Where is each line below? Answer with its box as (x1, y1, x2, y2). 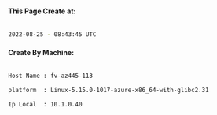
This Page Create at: (8, 6, 76, 16)
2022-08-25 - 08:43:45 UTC (8, 31, 97, 39)
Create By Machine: (8, 47, 75, 57)
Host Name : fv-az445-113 (8, 72, 93, 80)
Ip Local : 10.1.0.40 (8, 101, 83, 109)
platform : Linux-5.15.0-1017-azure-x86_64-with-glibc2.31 (8, 87, 210, 95)
